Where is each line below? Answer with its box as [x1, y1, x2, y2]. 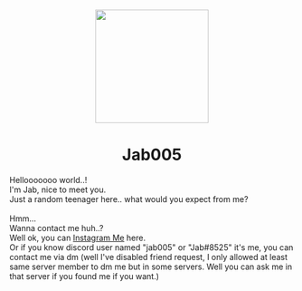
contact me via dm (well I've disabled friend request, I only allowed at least [9, 252, 288, 263]
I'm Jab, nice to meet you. [9, 184, 107, 195]
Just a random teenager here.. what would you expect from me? [9, 194, 249, 205]
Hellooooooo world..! [9, 175, 88, 186]
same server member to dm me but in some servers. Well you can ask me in [9, 261, 292, 272]
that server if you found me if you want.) [9, 271, 160, 282]
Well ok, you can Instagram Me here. [9, 232, 146, 244]
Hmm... [9, 213, 37, 224]
